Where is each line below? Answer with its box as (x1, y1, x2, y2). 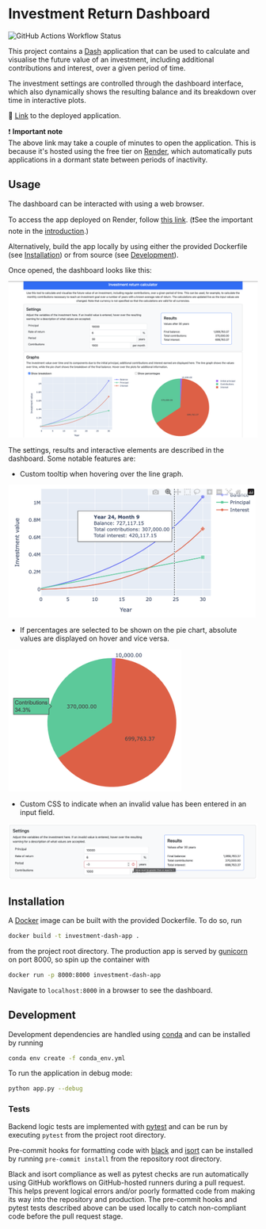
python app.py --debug (8, 1085, 83, 1093)
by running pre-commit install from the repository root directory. (8, 1154, 222, 1163)
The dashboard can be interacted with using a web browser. (8, 199, 204, 209)
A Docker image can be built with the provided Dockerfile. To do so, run (8, 915, 242, 925)
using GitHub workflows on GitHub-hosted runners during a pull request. (8, 1177, 245, 1187)
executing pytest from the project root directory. (8, 1130, 166, 1139)
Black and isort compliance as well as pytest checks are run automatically (8, 1169, 249, 1178)
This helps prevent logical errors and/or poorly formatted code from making (8, 1186, 256, 1196)
